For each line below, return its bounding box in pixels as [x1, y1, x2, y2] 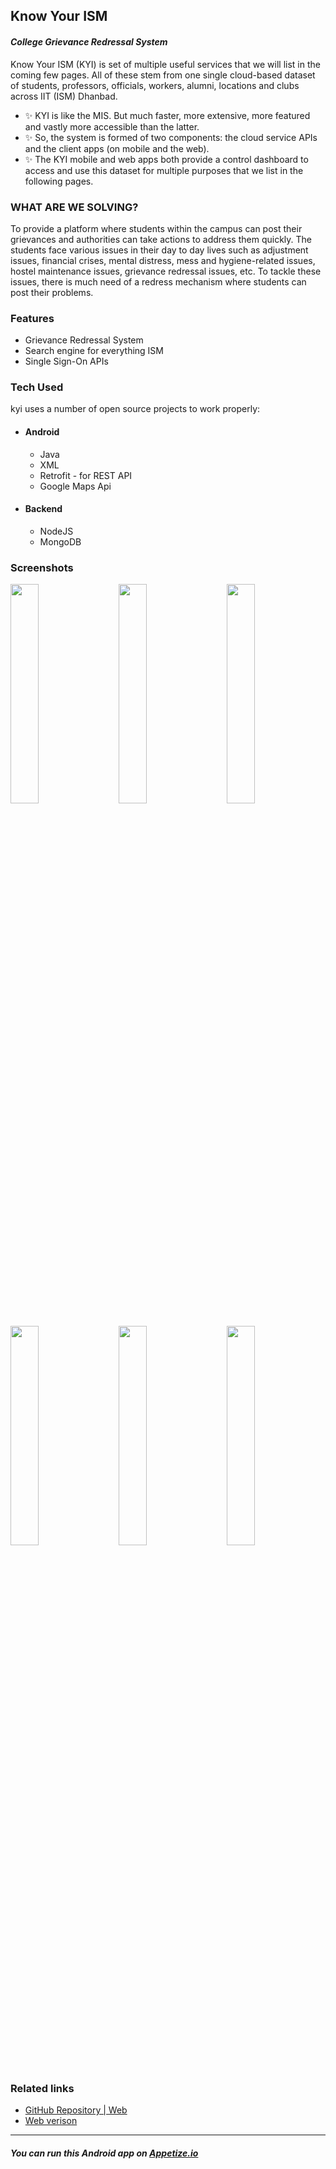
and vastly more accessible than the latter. [24, 120, 200, 133]
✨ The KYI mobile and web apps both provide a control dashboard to [24, 153, 309, 165]
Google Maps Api [39, 480, 112, 492]
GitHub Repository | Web [24, 2104, 128, 2116]
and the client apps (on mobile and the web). [24, 142, 210, 154]
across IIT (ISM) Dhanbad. [10, 90, 118, 102]
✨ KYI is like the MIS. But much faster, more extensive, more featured [24, 109, 311, 121]
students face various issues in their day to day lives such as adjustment [10, 244, 309, 256]
